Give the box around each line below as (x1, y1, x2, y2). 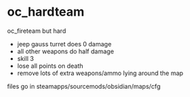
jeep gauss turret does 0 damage (17, 40, 112, 48)
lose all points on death (17, 61, 84, 70)
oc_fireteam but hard (7, 27, 67, 35)
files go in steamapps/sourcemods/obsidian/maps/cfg (7, 82, 160, 90)
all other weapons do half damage (17, 47, 114, 55)
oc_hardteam (7, 4, 85, 20)
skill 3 (17, 54, 34, 62)
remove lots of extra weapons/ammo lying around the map (17, 69, 184, 77)
